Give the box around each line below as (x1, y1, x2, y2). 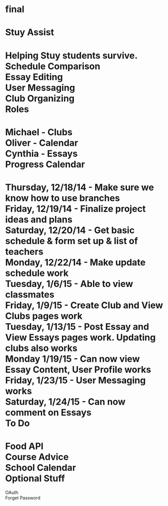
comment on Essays (5, 407, 92, 418)
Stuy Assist (5, 27, 54, 38)
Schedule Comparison (5, 61, 101, 72)
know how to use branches (5, 192, 120, 204)
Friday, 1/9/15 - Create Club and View (5, 299, 163, 311)
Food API (5, 440, 44, 452)
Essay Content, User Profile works (5, 364, 151, 375)
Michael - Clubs (5, 126, 73, 138)
